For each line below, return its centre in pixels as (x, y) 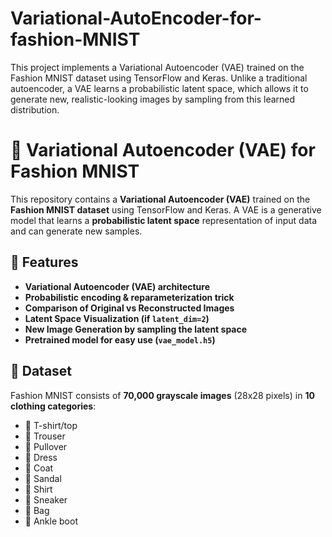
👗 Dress (41, 457)
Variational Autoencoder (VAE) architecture (117, 286)
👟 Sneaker (46, 499)
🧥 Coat (39, 468)
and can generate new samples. (76, 231)
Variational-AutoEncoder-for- (136, 18)
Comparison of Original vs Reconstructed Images (129, 308)
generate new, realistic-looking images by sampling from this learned (153, 99)
